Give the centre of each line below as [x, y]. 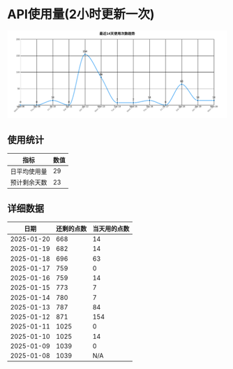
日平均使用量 [29, 171]
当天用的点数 [111, 229]
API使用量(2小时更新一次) [81, 14]
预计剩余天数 [29, 182]
